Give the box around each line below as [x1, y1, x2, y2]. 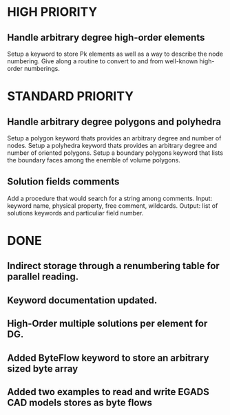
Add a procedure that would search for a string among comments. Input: [7, 194, 213, 202]
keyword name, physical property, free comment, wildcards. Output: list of [7, 201, 218, 210]
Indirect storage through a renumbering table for [7, 260, 220, 272]
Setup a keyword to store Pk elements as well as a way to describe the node [7, 50, 224, 58]
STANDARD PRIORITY [7, 89, 134, 104]
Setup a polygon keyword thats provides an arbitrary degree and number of [7, 134, 222, 142]
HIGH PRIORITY [7, 4, 98, 20]
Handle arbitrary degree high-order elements [7, 32, 205, 43]
